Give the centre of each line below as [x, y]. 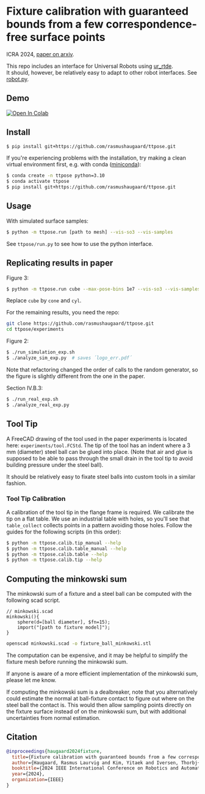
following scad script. [33, 600]
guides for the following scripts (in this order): [64, 532]
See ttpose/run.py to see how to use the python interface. [80, 243]
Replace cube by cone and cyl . [44, 300]
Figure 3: [18, 278]
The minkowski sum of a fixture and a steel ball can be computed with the [99, 594]
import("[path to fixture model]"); [64, 628]
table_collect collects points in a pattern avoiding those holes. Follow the [99, 525]
